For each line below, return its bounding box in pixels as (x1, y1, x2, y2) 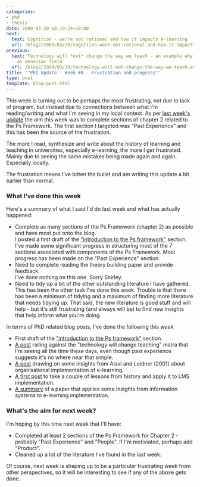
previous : (6, 48, 31, 54)
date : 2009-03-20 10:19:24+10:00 (6, 25, 89, 32)
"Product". (14, 444, 40, 451)
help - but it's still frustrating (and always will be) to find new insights (14, 305, 185, 313)
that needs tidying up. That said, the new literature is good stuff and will (14, 299, 191, 307)
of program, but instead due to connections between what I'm (6, 104, 158, 110)
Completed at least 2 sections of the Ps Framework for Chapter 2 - (14, 432, 179, 439)
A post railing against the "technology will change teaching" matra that (14, 341, 189, 348)
